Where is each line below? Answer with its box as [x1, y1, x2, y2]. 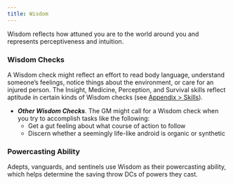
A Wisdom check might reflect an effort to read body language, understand [7, 70, 225, 79]
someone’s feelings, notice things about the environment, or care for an [7, 78, 214, 87]
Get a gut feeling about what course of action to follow [27, 121, 186, 130]
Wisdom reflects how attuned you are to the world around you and [7, 30, 199, 38]
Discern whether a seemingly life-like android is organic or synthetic [27, 129, 226, 137]
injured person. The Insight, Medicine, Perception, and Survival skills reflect [7, 85, 226, 94]
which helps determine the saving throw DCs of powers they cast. [7, 170, 198, 179]
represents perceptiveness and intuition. [7, 37, 124, 46]
